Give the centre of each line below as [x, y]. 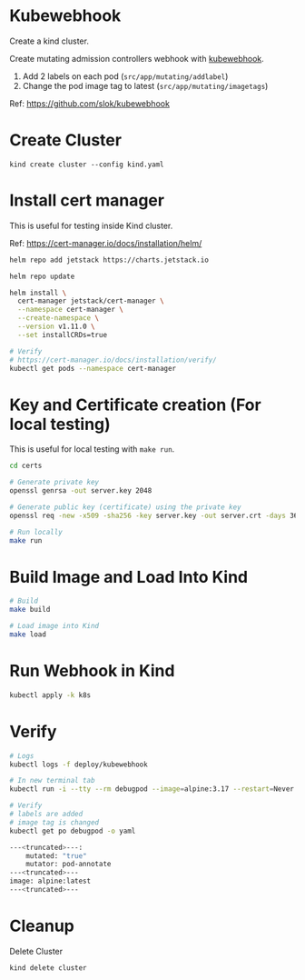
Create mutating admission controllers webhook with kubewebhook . [137, 58]
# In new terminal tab [52, 781]
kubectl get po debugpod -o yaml [73, 831]
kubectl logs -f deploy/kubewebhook [79, 765]
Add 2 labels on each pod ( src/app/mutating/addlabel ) [125, 76]
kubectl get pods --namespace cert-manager [93, 368]
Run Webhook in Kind [92, 671]
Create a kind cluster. [49, 41]
